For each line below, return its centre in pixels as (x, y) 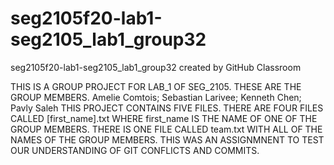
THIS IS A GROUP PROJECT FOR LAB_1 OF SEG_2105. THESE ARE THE (156, 86)
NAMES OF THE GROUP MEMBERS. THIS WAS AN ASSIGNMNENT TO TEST (167, 139)
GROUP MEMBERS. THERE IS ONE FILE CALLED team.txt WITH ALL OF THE (166, 129)
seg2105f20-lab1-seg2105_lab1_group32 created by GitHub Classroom (156, 67)
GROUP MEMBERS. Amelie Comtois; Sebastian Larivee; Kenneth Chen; (156, 97)
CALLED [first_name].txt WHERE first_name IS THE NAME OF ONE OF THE (164, 118)
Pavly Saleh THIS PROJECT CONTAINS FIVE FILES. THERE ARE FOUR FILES (167, 108)
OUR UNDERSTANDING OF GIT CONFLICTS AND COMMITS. (135, 150)
